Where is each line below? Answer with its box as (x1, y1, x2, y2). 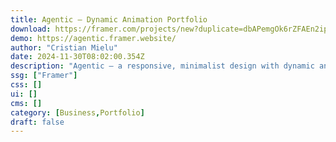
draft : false (10, 117, 65, 127)
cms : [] (10, 98, 43, 108)
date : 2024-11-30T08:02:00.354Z (10, 52, 145, 62)
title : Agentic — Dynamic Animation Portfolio (10, 14, 208, 25)
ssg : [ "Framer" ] (10, 71, 78, 81)
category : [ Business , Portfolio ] (10, 107, 145, 118)
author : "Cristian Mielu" (10, 42, 118, 53)
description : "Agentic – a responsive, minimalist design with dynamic (10, 61, 315, 71)
